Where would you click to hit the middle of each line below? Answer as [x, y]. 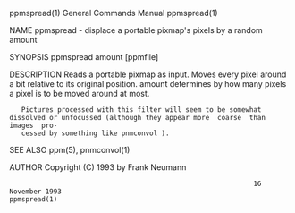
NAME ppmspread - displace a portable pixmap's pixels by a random [136, 30]
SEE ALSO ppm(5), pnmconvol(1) [70, 150]
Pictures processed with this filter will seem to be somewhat [141, 110]
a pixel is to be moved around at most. [80, 94]
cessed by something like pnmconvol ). [95, 133]
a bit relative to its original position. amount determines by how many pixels [148, 84]
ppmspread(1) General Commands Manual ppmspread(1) [114, 13]
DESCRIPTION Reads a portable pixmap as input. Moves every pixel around [148, 74]
